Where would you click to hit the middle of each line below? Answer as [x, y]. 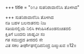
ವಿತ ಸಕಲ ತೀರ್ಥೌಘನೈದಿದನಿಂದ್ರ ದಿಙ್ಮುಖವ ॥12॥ [41, 45]
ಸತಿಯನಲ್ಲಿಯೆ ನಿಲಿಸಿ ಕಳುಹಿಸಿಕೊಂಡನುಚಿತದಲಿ [38, 28]
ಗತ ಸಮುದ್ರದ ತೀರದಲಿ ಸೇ [24, 40]
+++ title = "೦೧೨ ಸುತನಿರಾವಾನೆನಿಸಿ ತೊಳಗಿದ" [42, 7]
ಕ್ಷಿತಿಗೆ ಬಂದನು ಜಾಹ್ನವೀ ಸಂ [25, 34]
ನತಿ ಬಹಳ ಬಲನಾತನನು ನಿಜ [26, 23]
